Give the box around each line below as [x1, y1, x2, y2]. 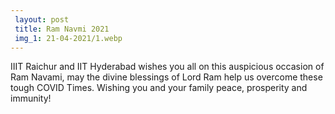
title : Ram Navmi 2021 [14, 24, 110, 34]
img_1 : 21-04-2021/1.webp [14, 33, 123, 43]
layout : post [14, 14, 70, 25]
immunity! [10, 92, 52, 105]
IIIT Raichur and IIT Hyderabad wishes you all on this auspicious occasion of [10, 61, 325, 73]
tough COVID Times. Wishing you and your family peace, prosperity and [10, 82, 308, 94]
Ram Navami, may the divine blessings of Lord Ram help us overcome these [10, 71, 323, 83]
